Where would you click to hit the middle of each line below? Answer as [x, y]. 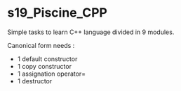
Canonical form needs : [41, 45]
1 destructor [35, 81]
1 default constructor [47, 59]
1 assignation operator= [52, 74]
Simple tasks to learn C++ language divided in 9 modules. [91, 32]
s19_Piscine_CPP [57, 13]
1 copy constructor [45, 66]
